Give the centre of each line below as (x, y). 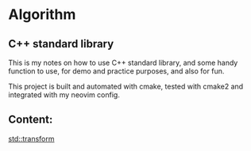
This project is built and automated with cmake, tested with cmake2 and (126, 86)
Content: (31, 120)
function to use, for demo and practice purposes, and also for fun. (116, 71)
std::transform (31, 138)
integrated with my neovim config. (64, 95)
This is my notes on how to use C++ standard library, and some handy (123, 62)
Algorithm (42, 15)
